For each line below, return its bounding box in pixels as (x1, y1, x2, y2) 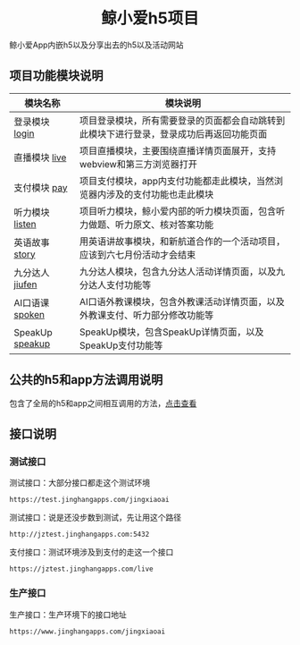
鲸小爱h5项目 (101, 8, 199, 29)
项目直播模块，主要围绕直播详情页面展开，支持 (79, 144, 277, 157)
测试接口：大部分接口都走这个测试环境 (9, 478, 150, 488)
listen (13, 217, 37, 230)
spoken (13, 308, 46, 320)
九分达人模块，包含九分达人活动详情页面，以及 (79, 265, 277, 277)
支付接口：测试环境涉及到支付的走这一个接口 (9, 547, 174, 557)
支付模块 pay (13, 181, 69, 193)
